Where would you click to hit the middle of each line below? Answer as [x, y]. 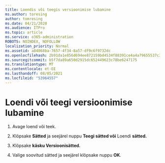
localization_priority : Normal [37, 46]
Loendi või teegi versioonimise [69, 102]
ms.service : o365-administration [39, 37]
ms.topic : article [24, 32]
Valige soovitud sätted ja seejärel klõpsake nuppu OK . [67, 155]
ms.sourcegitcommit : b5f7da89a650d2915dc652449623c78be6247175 [71, 60]
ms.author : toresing [26, 14]
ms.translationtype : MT [29, 64]
